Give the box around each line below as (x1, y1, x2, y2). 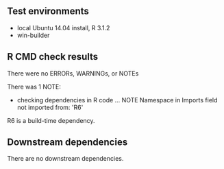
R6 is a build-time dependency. (7, 116, 95, 124)
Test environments (7, 5, 89, 17)
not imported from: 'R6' (16, 103, 84, 111)
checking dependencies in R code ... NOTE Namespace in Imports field (16, 95, 218, 104)
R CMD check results (7, 51, 99, 63)
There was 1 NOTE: (7, 82, 62, 91)
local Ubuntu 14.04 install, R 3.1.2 (16, 23, 110, 32)
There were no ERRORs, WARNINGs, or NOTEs (7, 69, 139, 78)
